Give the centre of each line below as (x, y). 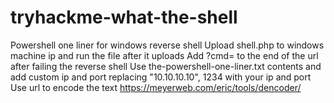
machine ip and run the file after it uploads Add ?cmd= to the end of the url (164, 55)
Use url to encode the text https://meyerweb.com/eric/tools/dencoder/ (156, 87)
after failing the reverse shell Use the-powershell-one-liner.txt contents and (166, 66)
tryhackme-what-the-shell (124, 17)
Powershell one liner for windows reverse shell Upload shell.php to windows (167, 45)
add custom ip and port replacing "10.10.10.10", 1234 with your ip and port (161, 77)
